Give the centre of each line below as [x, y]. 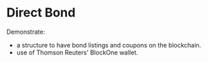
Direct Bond [41, 13]
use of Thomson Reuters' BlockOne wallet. [77, 52]
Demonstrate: [26, 32]
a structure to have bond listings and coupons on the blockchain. [109, 45]
